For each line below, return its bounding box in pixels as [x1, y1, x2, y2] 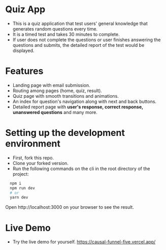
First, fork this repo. [12, 154, 54, 161]
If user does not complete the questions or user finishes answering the [12, 37, 161, 43]
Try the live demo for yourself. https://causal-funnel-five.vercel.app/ [12, 239, 156, 245]
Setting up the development [5, 127, 125, 138]
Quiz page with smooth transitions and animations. [12, 93, 119, 99]
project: [12, 171, 29, 177]
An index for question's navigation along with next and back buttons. [12, 98, 156, 104]
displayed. [12, 47, 35, 53]
